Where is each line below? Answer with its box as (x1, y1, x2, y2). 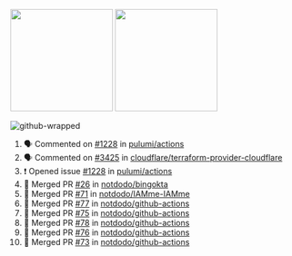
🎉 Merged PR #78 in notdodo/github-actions (23, 218, 190, 228)
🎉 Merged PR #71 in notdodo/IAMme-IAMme (23, 189, 190, 199)
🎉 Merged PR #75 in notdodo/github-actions (23, 208, 190, 218)
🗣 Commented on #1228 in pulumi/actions (23, 139, 185, 149)
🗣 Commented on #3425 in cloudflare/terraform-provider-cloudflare (23, 153, 283, 162)
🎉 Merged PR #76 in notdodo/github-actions (23, 227, 190, 238)
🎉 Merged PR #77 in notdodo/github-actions (23, 198, 190, 209)
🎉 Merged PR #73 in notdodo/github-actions (23, 237, 190, 247)
